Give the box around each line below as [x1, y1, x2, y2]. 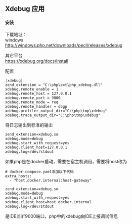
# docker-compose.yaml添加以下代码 [5, 169, 74, 174]
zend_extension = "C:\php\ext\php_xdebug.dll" [5, 82, 103, 88]
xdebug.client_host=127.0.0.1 [5, 145, 68, 150]
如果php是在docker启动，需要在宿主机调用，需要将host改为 [5, 158, 127, 164]
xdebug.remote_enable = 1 [5, 87, 58, 91]
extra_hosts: [5, 174, 32, 179]
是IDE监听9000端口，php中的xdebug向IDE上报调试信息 [5, 213, 118, 219]
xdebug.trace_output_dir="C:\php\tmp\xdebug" [5, 113, 100, 118]
